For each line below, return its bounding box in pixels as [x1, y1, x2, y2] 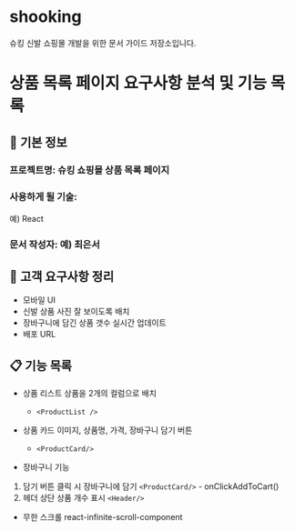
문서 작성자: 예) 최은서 [9, 238, 100, 251]
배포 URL [22, 329, 56, 340]
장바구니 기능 [22, 462, 70, 473]
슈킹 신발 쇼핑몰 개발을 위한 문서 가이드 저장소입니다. [9, 37, 197, 48]
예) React [9, 213, 44, 224]
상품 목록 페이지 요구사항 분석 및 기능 [9, 73, 267, 94]
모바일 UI [22, 295, 56, 306]
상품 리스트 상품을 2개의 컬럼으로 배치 [22, 388, 158, 399]
